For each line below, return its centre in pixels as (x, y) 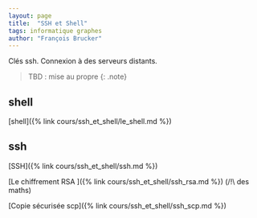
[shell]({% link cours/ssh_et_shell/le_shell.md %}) (90, 121)
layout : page (30, 16)
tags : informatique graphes (55, 31)
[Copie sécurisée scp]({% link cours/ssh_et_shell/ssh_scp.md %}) (118, 205)
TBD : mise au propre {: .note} (77, 76)
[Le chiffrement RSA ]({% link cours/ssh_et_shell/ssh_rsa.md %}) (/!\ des (129, 181)
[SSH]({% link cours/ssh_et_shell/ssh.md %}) (83, 166)
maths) (20, 190)
